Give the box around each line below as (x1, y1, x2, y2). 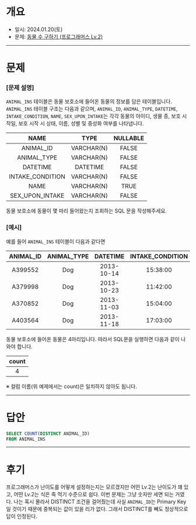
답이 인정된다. (6, 513, 38, 520)
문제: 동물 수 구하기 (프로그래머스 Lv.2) (14, 33, 103, 40)
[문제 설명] (6, 84, 34, 92)
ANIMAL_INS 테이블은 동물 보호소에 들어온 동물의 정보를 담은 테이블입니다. (6, 98, 172, 105)
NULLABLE (113, 134, 145, 142)
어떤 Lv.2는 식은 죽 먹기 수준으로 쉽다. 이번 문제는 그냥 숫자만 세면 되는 (13, 491, 174, 498)
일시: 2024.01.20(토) (14, 26, 63, 33)
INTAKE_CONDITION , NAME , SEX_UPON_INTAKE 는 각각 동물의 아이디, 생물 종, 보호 (6, 112, 181, 120)
